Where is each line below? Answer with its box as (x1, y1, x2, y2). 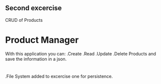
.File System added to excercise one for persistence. (5, 73, 113, 79)
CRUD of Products (5, 17, 43, 23)
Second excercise (5, 4, 62, 12)
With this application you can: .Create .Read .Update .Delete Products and (5, 50, 157, 56)
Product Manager (5, 35, 79, 45)
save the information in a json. (5, 56, 67, 62)
